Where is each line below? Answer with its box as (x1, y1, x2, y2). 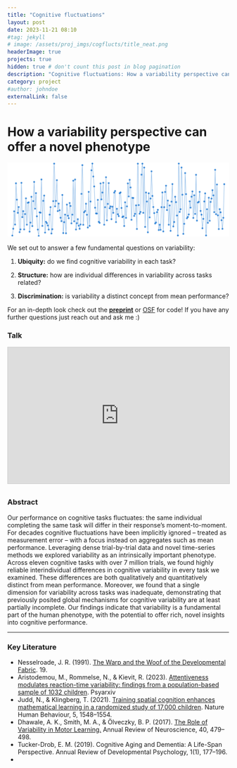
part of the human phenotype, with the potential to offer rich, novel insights (7, 610, 225, 619)
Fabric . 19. (17, 665, 48, 674)
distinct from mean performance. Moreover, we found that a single (7, 580, 200, 589)
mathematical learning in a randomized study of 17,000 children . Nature (17, 703, 225, 711)
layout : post (7, 18, 46, 26)
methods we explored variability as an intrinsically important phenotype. (7, 551, 217, 559)
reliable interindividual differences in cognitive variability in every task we (7, 565, 220, 574)
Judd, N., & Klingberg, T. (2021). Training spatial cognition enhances (17, 695, 216, 703)
